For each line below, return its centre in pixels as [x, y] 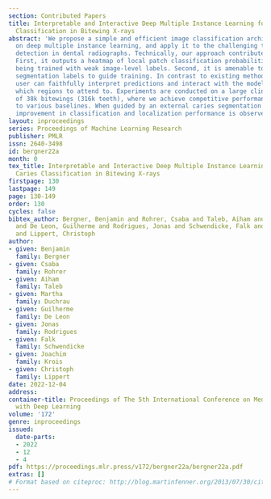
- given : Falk [32, 339]
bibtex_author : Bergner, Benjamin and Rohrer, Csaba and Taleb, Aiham [129, 219]
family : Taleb [39, 287]
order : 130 [27, 204]
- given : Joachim [38, 354]
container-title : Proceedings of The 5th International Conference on [129, 400]
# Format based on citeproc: [57, 482]
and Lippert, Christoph [55, 234]
